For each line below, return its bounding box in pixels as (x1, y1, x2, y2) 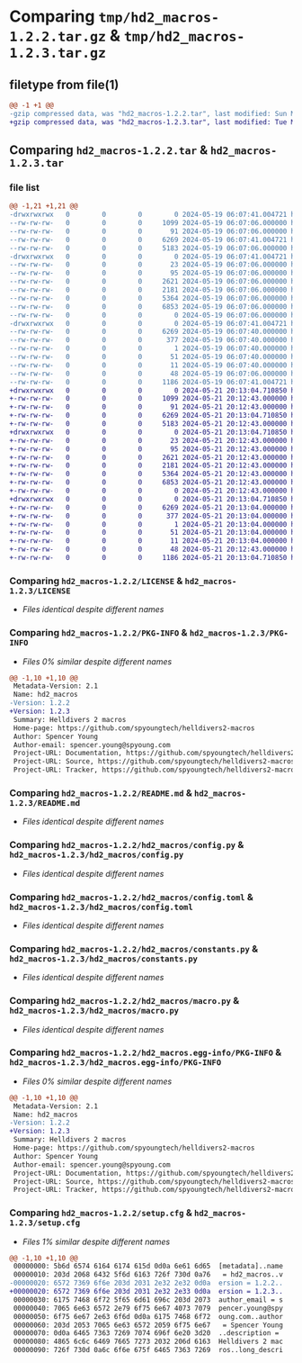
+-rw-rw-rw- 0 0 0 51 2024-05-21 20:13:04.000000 (9, 528, 288, 537)
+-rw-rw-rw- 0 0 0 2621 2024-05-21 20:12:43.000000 (9, 453, 288, 462)
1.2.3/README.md (9, 798, 81, 808)
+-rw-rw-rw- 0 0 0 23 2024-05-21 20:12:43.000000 (9, 436, 288, 445)
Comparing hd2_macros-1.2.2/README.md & (9, 786, 193, 799)
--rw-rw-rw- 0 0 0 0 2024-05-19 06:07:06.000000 (9, 311, 288, 320)
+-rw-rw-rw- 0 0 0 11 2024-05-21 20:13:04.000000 (9, 537, 288, 546)
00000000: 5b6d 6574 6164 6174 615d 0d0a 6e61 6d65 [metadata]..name (13, 1262, 283, 1271)
